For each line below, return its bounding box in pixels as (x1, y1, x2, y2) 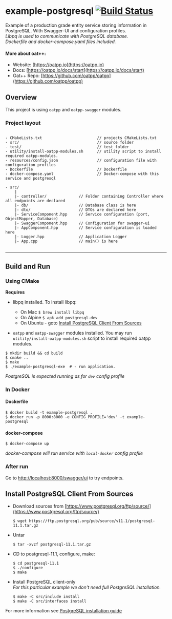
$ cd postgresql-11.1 (12, 561, 59, 566)
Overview (5, 93, 37, 102)
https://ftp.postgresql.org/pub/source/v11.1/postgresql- (29, 518, 155, 524)
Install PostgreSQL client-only (12, 579, 76, 585)
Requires (5, 289, 25, 295)
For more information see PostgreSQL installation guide (5, 608, 122, 614)
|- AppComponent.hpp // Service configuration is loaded (14, 225, 157, 230)
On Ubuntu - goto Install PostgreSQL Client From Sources (20, 320, 142, 326)
